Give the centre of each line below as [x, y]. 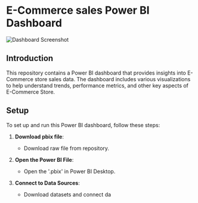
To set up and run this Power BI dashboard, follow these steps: [83, 125]
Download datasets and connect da [67, 194]
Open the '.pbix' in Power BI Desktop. [69, 171]
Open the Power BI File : [44, 159]
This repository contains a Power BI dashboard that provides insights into [96, 73]
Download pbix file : [39, 136]
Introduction [30, 58]
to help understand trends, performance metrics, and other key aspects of [98, 85]
